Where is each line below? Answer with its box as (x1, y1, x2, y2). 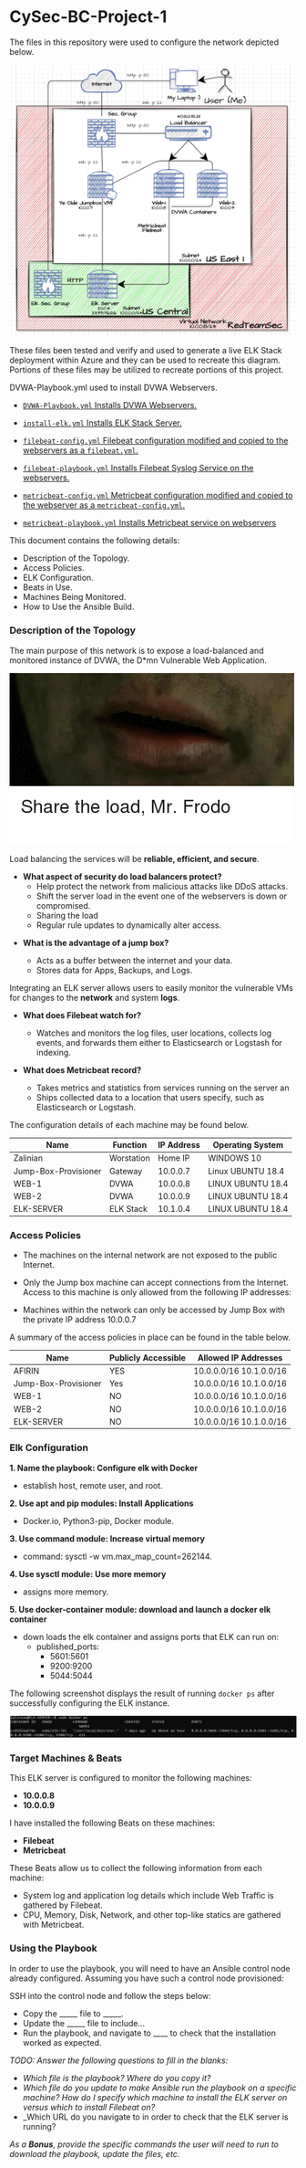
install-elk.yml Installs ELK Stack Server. (22, 417, 182, 428)
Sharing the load (36, 910, 98, 921)
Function (112, 1140, 148, 1151)
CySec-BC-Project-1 (9, 6, 168, 27)
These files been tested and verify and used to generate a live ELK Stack (9, 345, 282, 356)
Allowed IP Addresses (197, 1352, 283, 1363)
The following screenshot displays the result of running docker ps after (9, 1688, 275, 1699)
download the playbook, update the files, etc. (9, 2148, 180, 2159)
